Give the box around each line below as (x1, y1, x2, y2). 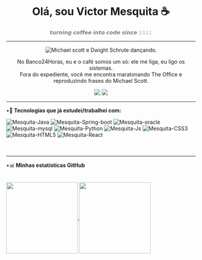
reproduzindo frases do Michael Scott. (53, 77, 149, 84)
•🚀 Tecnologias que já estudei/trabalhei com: (6, 106, 121, 114)
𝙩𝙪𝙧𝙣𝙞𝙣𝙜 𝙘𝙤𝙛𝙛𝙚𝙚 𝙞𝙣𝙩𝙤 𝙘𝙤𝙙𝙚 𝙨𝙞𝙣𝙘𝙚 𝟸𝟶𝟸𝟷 (49, 28, 153, 36)
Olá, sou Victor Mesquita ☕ (32, 5, 170, 19)
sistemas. (89, 64, 113, 71)
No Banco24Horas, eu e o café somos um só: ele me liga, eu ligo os (17, 58, 185, 65)
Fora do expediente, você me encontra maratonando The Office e (20, 70, 182, 78)
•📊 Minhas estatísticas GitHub (6, 162, 85, 169)
